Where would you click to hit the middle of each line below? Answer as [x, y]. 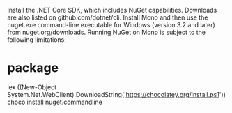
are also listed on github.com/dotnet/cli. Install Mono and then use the [108, 17]
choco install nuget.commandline [55, 102]
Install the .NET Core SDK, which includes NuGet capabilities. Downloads [112, 10]
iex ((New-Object [32, 87]
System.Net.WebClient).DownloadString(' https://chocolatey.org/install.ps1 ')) [117, 94]
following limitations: [37, 40]
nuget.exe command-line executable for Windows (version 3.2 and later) [111, 25]
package [33, 68]
